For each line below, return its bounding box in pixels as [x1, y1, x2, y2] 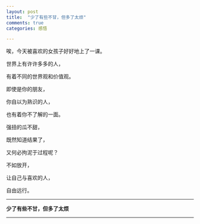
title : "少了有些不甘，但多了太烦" [6, 14, 86, 20]
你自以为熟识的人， [6, 98, 54, 105]
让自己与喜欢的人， [6, 174, 54, 182]
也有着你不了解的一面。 [6, 111, 64, 118]
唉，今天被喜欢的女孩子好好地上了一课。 [6, 48, 105, 55]
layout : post [6, 8, 39, 15]
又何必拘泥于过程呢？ [6, 149, 58, 156]
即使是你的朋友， [6, 86, 48, 93]
